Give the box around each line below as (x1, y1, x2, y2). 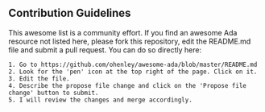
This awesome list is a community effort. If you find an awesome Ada (8, 27, 238, 37)
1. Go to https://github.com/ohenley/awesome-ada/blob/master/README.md (8, 60, 258, 68)
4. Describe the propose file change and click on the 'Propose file (8, 81, 247, 89)
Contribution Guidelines (8, 6, 131, 20)
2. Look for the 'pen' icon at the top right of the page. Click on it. (8, 68, 258, 76)
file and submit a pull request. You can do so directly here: (8, 44, 202, 55)
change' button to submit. (8, 89, 99, 97)
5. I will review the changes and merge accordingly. (8, 96, 193, 104)
